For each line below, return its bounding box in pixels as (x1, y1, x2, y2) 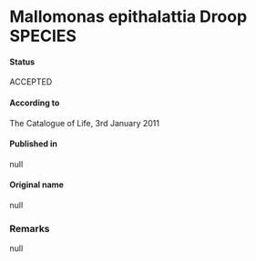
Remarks (9, 222, 50, 235)
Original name (9, 179, 64, 190)
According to (9, 97, 60, 108)
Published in (9, 138, 57, 149)
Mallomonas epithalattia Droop (9, 6, 248, 27)
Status (9, 56, 36, 67)
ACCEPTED (9, 76, 53, 87)
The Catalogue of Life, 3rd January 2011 (9, 117, 159, 128)
